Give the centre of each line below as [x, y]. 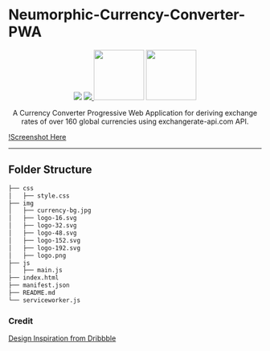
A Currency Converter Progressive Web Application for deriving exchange [135, 112]
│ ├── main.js [35, 271]
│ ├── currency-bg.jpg [50, 210]
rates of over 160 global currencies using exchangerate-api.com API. [135, 121]
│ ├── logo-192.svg [45, 248]
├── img [21, 203]
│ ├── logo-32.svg [43, 226]
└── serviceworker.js [45, 300]
